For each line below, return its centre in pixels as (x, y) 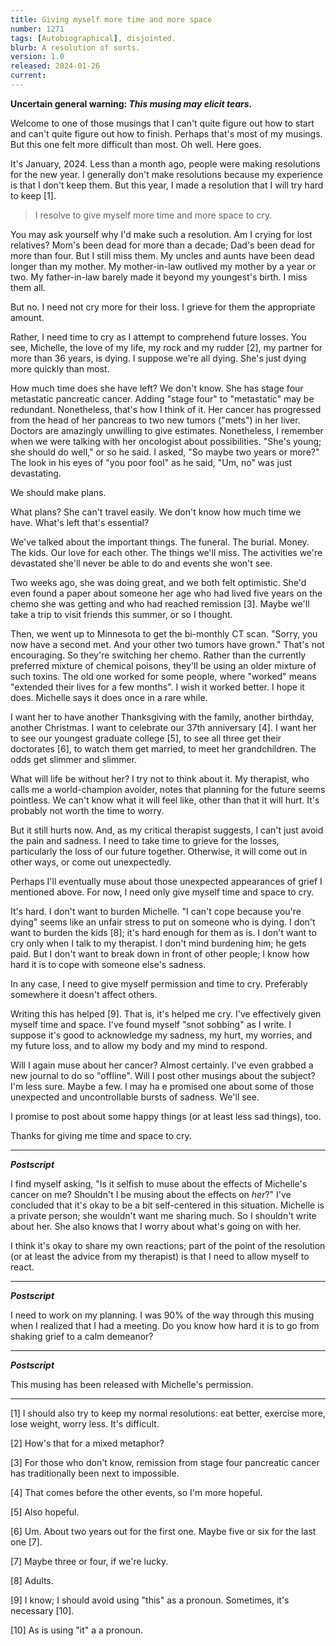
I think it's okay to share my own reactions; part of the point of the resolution (168, 1245)
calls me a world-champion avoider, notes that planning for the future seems (168, 789)
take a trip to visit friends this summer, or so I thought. (121, 614)
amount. (27, 317)
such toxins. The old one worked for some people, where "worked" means (163, 676)
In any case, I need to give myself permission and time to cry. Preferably (159, 983)
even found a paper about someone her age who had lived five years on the (166, 593)
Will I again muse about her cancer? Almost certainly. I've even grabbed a (162, 1065)
